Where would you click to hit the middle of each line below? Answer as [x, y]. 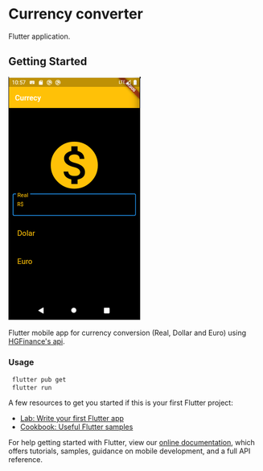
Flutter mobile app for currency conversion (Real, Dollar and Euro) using [127, 333]
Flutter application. [39, 36]
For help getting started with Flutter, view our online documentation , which [132, 443]
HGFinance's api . [37, 341]
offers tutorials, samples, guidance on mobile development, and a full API [129, 451]
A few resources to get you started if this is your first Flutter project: [121, 403]
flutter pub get [39, 380]
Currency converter [76, 14]
